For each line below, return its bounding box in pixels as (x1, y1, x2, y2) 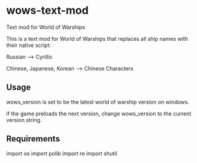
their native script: (6, 42, 51, 49)
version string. (6, 116, 42, 123)
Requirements (6, 134, 60, 144)
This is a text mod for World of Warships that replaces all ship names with (6, 35, 188, 42)
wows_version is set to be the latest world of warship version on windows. (6, 98, 190, 105)
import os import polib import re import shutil (6, 150, 117, 157)
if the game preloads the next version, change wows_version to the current (6, 109, 192, 117)
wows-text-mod (6, 4, 89, 17)
